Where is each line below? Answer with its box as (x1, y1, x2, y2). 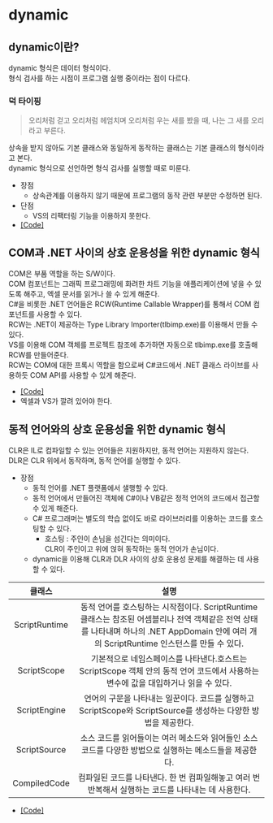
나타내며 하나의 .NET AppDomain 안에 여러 (90, 626, 248, 637)
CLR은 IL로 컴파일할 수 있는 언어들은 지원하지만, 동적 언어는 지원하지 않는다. (8, 445, 249, 455)
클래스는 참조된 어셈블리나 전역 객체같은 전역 (80, 613, 241, 625)
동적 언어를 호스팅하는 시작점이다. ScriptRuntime (80, 601, 258, 613)
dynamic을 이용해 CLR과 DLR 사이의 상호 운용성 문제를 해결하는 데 (32, 554, 245, 564)
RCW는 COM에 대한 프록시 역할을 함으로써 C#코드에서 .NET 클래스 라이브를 (8, 360, 250, 370)
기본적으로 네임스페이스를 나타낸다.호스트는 (90, 652, 248, 664)
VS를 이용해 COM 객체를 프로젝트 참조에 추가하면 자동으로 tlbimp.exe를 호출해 (8, 340, 258, 350)
